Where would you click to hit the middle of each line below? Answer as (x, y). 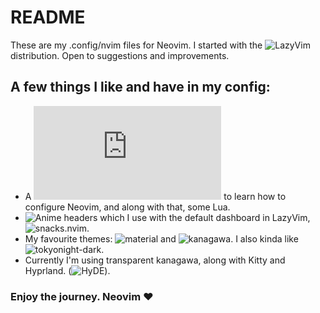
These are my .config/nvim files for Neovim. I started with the (136, 45)
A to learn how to (155, 196)
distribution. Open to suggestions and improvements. (120, 55)
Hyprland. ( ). (67, 270)
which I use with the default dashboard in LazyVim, (205, 217)
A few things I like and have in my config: (140, 87)
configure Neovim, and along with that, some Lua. (127, 207)
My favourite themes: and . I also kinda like (161, 238)
